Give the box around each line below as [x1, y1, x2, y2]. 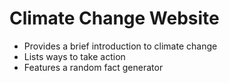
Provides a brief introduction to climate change [23, 40, 218, 52]
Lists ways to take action [23, 50, 126, 62]
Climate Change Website [9, 7, 220, 30]
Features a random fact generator [23, 61, 164, 73]
